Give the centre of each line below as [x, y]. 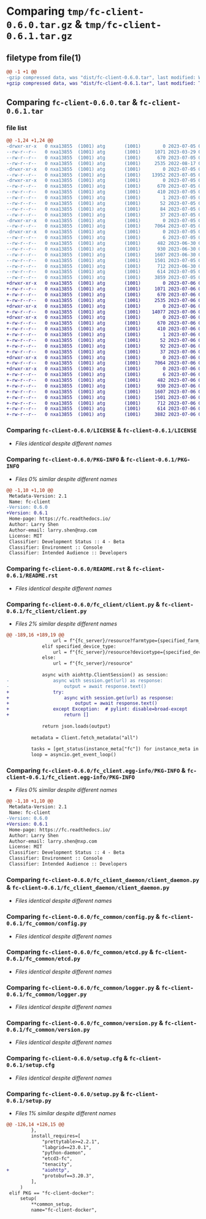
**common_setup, [51, 1204]
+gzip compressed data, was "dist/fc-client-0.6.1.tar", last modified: [101, 83]
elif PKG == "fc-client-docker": [52, 1193]
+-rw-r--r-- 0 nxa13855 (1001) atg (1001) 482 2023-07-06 [101, 381]
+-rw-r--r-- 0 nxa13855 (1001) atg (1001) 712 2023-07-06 [101, 403]
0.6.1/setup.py [29, 1101]
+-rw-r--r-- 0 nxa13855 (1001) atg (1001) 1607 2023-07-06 [101, 392]
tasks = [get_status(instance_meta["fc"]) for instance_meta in [115, 749]
